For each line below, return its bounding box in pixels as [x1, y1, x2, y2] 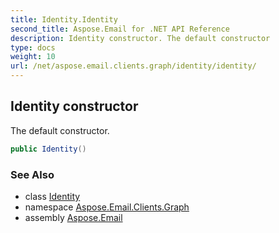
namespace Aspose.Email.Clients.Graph [24, 201, 190, 213]
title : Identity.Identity [10, 14, 118, 25]
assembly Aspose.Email [24, 211, 123, 223]
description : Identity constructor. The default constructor [10, 33, 271, 43]
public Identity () [10, 144, 87, 154]
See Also [10, 167, 55, 181]
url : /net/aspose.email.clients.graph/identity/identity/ [10, 61, 257, 71]
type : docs [10, 42, 56, 53]
